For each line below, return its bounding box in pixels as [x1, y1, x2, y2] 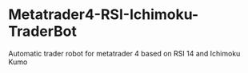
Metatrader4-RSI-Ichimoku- [8, 6, 199, 24]
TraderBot [8, 22, 78, 40]
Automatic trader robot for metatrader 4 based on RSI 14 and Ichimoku [8, 48, 241, 58]
